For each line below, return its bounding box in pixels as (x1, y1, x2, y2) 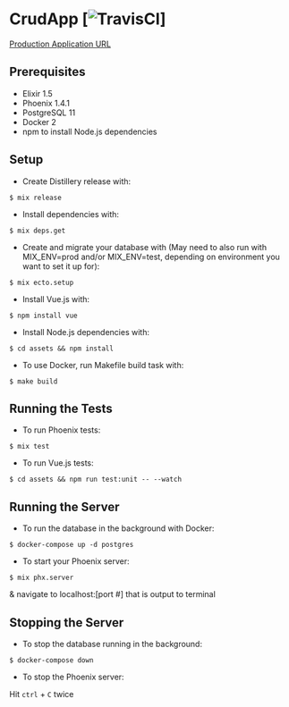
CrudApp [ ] (9, 9, 166, 29)
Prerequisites (9, 64, 86, 80)
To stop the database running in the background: (21, 639, 203, 649)
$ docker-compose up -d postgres (9, 541, 134, 550)
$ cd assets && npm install (9, 344, 115, 353)
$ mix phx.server (9, 573, 74, 583)
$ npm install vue (9, 311, 78, 320)
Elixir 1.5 (21, 88, 54, 98)
